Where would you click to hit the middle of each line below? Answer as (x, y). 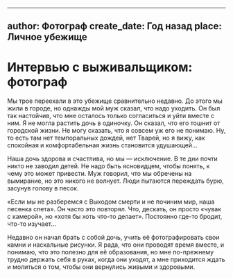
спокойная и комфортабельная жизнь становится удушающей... (102, 145)
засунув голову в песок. (43, 188)
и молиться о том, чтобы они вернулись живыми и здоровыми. (101, 267)
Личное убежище (48, 37)
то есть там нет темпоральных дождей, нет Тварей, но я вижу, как (106, 138)
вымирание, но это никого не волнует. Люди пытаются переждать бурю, (115, 181)
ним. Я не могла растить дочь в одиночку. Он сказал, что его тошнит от (114, 123)
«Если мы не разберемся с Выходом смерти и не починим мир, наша (111, 202)
